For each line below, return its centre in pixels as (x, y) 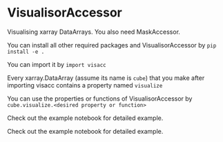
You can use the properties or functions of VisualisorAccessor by (100, 99)
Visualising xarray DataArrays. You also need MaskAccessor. (94, 32)
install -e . (26, 52)
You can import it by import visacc (57, 64)
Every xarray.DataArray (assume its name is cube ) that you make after (106, 78)
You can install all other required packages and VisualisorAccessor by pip (112, 45)
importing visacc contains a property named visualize (85, 85)
